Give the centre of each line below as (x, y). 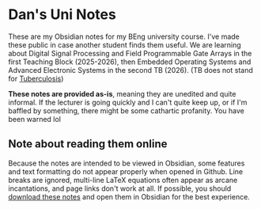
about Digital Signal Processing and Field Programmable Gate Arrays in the (130, 53)
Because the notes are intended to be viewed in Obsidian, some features (127, 163)
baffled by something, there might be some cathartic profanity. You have (127, 110)
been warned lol (35, 119)
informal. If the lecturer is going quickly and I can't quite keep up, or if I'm (128, 102)
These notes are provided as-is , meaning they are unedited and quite (122, 93)
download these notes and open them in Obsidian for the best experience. (129, 196)
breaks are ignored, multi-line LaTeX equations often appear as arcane (123, 180)
